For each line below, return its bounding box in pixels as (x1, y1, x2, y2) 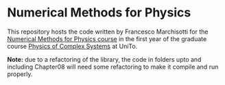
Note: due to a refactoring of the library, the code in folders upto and (7, 55, 202, 63)
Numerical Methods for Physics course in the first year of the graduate (7, 34, 207, 42)
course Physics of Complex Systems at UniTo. (7, 42, 138, 50)
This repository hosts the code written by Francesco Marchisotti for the (7, 27, 209, 36)
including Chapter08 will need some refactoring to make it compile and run (7, 62, 219, 71)
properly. (7, 70, 33, 78)
